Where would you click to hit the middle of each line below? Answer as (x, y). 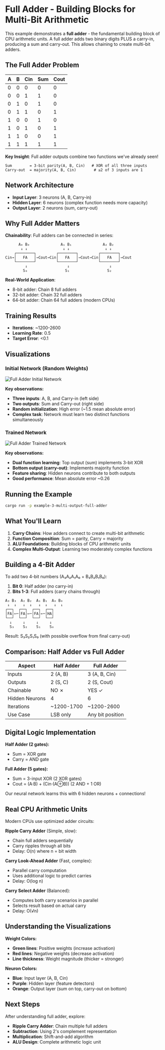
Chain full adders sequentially (43, 840)
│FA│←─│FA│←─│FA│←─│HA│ (30, 614)
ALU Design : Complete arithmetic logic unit (56, 1042)
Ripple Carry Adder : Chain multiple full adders (60, 1026)
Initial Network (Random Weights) (47, 368)
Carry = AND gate (31, 759)
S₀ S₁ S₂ (67, 271)
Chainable (19, 690)
